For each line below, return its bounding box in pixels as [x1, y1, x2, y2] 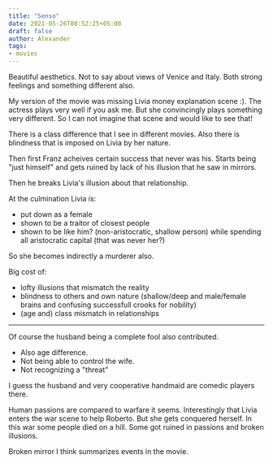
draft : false [8, 27, 53, 35]
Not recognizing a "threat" [19, 365, 109, 374]
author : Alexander [8, 34, 71, 43]
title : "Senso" [8, 11, 60, 20]
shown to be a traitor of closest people [19, 219, 150, 227]
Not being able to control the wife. [19, 357, 135, 366]
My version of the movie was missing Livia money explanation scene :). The [8, 97, 262, 106]
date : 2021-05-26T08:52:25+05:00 [8, 19, 122, 28]
